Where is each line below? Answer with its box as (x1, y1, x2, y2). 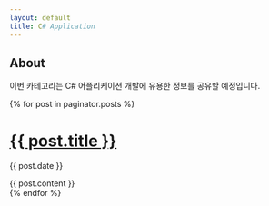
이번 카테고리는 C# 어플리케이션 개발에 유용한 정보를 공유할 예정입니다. (9, 81, 261, 92)
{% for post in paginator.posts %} (9, 99, 135, 110)
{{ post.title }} (9, 131, 117, 151)
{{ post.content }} (9, 178, 75, 189)
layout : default (9, 13, 71, 23)
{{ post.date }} (9, 161, 64, 172)
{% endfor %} (9, 188, 62, 199)
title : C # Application (9, 22, 95, 31)
